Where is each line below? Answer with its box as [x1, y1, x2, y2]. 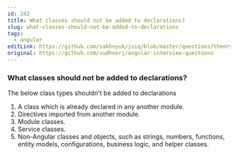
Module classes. [17, 118, 66, 126]
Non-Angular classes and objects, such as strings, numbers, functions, [17, 132, 225, 141]
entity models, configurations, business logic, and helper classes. [17, 140, 209, 149]
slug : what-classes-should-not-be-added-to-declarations [7, 23, 179, 30]
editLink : [7, 43, 37, 50]
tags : [7, 30, 23, 37]
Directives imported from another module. [17, 110, 140, 118]
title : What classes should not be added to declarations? [7, 17, 186, 24]
